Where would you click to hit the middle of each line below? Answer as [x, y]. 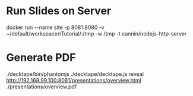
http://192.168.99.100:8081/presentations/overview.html [74, 80]
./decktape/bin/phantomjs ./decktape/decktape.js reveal [75, 74]
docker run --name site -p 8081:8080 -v [56, 27]
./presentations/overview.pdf [42, 87]
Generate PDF [41, 58]
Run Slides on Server [59, 11]
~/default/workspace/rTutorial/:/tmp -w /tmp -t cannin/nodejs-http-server [96, 33]
